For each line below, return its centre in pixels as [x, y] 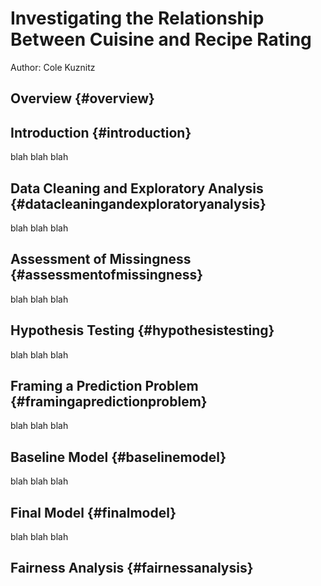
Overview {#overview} [82, 98]
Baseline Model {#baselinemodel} [118, 457]
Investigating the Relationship [137, 18]
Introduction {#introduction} [101, 132]
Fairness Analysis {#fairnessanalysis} [132, 568]
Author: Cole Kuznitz [53, 67]
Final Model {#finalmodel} [93, 512]
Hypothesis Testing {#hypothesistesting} [142, 330]
